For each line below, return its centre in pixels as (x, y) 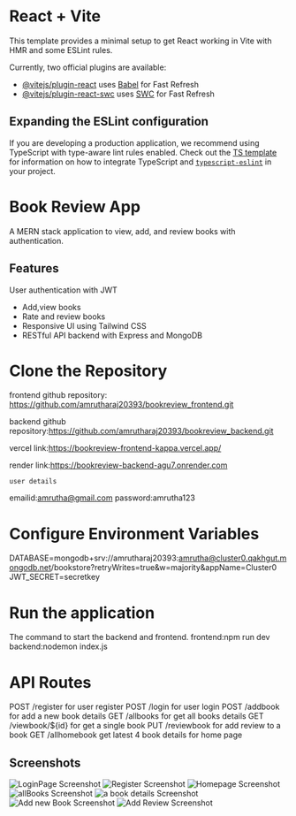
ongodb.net (30, 568)
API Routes (50, 682)
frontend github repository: (58, 395)
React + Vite (55, 16)
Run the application (82, 613)
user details (33, 482)
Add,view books (51, 307)
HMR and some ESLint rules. (61, 50)
